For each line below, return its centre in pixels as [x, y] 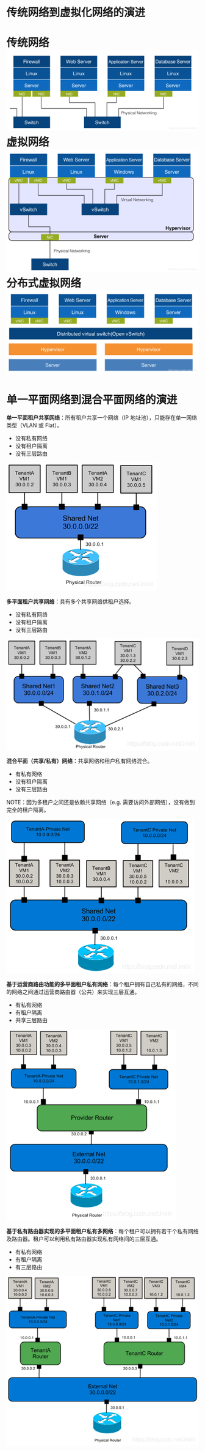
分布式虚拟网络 [44, 283]
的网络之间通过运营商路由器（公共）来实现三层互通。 [73, 992]
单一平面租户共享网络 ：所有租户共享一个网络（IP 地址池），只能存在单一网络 [102, 418]
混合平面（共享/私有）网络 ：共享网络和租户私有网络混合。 [80, 761]
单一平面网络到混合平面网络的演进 [92, 400]
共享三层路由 [31, 1020]
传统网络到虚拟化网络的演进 [76, 13]
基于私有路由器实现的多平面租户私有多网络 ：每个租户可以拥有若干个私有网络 [103, 1231]
